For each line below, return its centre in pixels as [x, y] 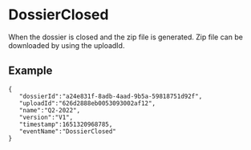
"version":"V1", [46, 117]
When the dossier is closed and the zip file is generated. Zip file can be [125, 37]
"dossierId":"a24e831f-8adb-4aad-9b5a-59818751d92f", [111, 96]
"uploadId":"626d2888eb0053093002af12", [87, 103]
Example [30, 71]
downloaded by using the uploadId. [67, 45]
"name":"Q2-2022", [50, 110]
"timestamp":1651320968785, [66, 124]
